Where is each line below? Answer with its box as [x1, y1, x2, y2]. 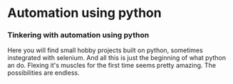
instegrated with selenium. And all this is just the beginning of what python [7, 54, 227, 62]
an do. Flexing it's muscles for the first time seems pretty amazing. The [7, 61, 216, 70]
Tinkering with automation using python [7, 30, 150, 40]
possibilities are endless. [7, 68, 80, 77]
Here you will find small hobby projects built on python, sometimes [7, 46, 203, 54]
